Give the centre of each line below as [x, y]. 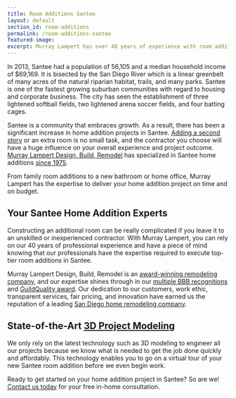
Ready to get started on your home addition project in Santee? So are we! [113, 379]
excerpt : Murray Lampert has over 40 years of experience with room [110, 46]
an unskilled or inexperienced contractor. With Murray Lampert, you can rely [118, 237]
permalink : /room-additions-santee [59, 33]
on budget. [23, 191]
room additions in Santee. [55, 260]
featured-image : [31, 40]
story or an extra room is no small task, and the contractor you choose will [115, 140]
